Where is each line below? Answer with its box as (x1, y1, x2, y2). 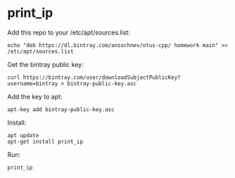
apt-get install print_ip (7, 138, 83, 145)
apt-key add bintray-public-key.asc (7, 106, 115, 113)
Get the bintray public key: (7, 60, 84, 68)
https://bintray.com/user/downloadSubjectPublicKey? (23, 74, 181, 81)
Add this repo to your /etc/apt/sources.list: (7, 28, 130, 37)
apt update (7, 132, 39, 139)
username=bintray (7, 80, 58, 87)
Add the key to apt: (7, 92, 63, 101)
